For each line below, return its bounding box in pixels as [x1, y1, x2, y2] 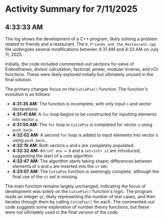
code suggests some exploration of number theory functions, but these [5, 204, 150, 210]
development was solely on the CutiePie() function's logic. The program [5, 189, 153, 194]
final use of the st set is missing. [12, 174, 79, 179]
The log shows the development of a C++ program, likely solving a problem [5, 36, 158, 42]
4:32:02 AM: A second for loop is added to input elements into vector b [12, 132, 159, 138]
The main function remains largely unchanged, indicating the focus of [5, 183, 146, 189]
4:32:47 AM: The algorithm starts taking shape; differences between [12, 158, 152, 164]
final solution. [5, 77, 33, 82]
